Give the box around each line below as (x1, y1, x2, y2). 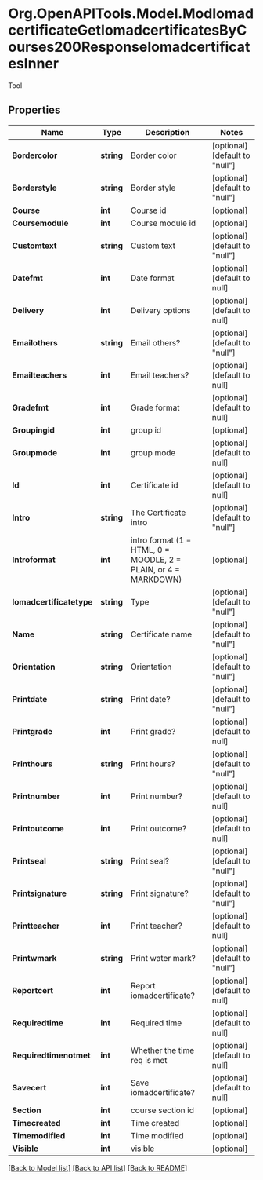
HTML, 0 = (130, 544, 170, 555)
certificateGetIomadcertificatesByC (8, 21, 247, 39)
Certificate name (130, 629, 193, 640)
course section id (130, 1105, 194, 1116)
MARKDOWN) (130, 574, 182, 585)
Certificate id (130, 480, 178, 491)
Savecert (12, 1082, 47, 1093)
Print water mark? (130, 952, 196, 963)
